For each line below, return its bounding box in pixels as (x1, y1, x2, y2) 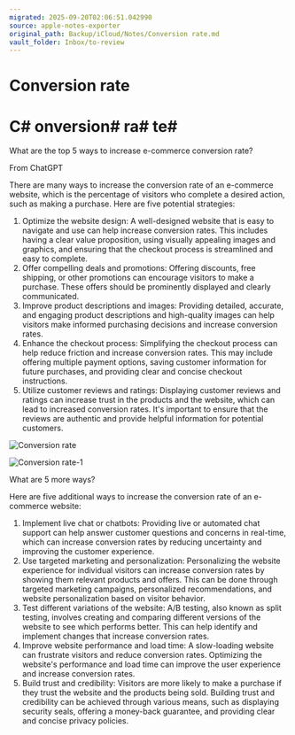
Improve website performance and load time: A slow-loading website (21, 640, 275, 651)
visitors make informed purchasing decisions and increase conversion (21, 320, 278, 330)
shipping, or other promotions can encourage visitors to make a (21, 272, 254, 283)
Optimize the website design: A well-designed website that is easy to (21, 216, 275, 227)
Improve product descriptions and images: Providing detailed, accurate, (21, 300, 284, 311)
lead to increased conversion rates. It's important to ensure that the (21, 404, 268, 414)
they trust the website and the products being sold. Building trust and (21, 687, 276, 698)
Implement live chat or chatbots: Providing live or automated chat (21, 518, 260, 529)
